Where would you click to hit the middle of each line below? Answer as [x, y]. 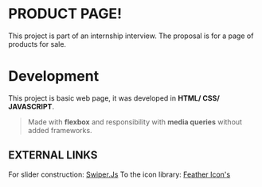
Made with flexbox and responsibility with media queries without [135, 122]
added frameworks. [60, 130]
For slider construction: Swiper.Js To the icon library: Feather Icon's [119, 174]
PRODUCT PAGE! [65, 14]
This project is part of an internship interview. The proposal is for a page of [131, 36]
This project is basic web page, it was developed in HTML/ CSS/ [114, 98]
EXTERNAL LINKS [53, 155]
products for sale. [37, 44]
